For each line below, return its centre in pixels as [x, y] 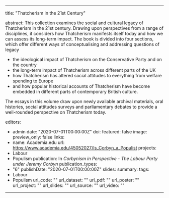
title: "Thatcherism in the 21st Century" [46, 13]
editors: [13, 122]
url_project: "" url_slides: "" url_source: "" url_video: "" [68, 185]
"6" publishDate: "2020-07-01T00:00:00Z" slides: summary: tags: [81, 169]
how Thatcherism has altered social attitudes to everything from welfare [87, 76]
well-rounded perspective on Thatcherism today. [56, 112]
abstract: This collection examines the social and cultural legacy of [74, 23]
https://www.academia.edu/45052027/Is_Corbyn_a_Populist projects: [84, 148]
